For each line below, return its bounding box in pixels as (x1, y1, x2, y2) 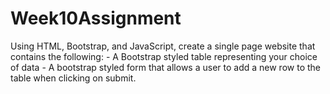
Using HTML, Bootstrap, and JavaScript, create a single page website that (10, 40, 316, 52)
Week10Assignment (10, 7, 182, 30)
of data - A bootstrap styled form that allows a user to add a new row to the (10, 61, 321, 73)
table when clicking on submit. (10, 72, 137, 84)
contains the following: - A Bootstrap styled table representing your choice (10, 50, 318, 62)
